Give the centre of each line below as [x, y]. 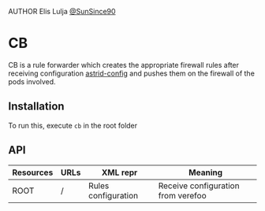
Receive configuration [199, 186]
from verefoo [182, 195]
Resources [33, 172]
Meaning [206, 172]
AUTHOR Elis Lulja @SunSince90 [62, 11]
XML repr [119, 172]
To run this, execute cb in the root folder [73, 125]
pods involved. [32, 81]
